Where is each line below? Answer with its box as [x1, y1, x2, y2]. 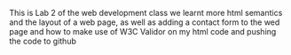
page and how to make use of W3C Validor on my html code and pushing [9, 27, 277, 36]
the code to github [9, 35, 77, 46]
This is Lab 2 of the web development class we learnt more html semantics [9, 8, 283, 18]
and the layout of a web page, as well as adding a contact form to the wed [9, 17, 280, 27]
